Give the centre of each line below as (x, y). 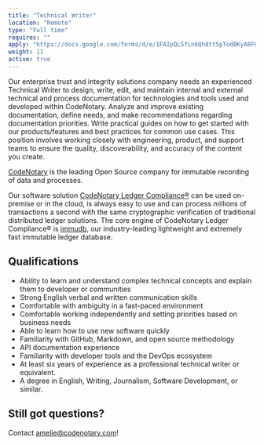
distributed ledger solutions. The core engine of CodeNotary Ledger (119, 220)
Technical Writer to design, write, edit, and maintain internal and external (126, 89)
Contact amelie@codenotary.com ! (64, 432)
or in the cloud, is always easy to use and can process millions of (141, 203)
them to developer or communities (75, 289)
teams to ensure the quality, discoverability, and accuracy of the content (125, 148)
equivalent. (38, 372)
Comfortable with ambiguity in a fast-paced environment (111, 305)
